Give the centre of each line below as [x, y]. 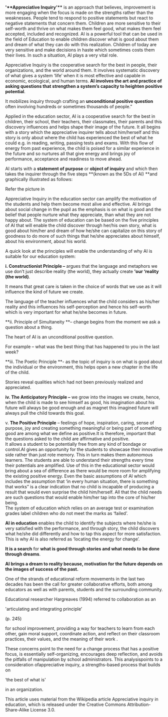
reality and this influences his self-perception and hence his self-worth [78, 307]
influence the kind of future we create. [44, 292]
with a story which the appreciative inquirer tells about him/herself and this [82, 132]
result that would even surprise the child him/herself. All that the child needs [84, 492]
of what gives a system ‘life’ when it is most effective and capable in [75, 75]
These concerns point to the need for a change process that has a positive [82, 649]
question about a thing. [29, 327]
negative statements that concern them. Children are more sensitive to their [83, 23]
